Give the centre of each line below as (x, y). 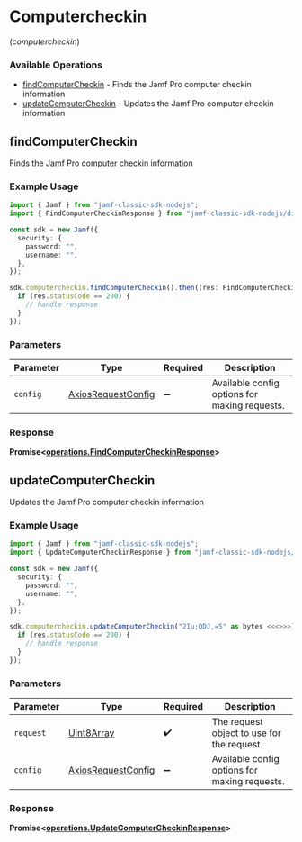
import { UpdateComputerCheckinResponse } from (100, 552)
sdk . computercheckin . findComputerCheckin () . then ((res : (114, 288)
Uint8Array (91, 733)
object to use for (246, 733)
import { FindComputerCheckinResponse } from (96, 213)
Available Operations (56, 65)
